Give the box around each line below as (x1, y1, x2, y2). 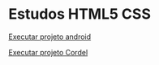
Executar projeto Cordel (8, 47, 88, 57)
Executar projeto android (8, 32, 92, 41)
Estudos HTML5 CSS (8, 5, 152, 24)
